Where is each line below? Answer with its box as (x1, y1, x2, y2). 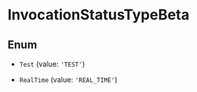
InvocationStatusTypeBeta (7, 6, 190, 24)
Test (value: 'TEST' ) (19, 59, 86, 69)
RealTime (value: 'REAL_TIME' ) (19, 75, 118, 84)
